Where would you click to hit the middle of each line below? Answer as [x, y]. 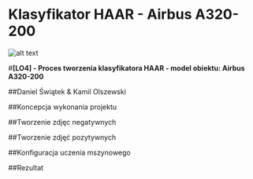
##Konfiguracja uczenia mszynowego [70, 152]
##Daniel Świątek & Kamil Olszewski [67, 91]
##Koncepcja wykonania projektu [63, 107]
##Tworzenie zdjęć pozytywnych [62, 137]
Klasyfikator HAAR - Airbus [100, 15]
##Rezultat [26, 167]
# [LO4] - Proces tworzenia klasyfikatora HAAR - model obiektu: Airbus [127, 68]
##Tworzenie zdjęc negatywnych [62, 122]
